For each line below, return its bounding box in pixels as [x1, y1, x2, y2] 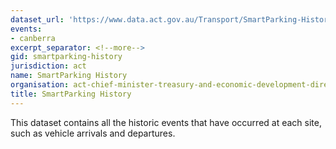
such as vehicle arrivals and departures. [10, 127, 176, 139]
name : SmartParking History [10, 71, 128, 81]
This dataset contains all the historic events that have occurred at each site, [10, 116, 322, 128]
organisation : [10, 80, 70, 90]
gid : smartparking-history [10, 52, 123, 62]
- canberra [10, 33, 56, 43]
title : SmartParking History [10, 89, 132, 99]
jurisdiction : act [10, 61, 87, 71]
